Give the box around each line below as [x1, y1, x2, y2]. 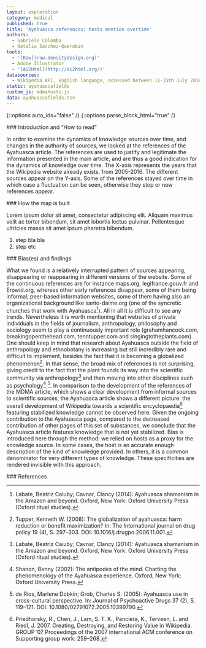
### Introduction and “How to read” [6, 123, 97, 131]
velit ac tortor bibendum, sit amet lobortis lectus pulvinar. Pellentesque [6, 217, 185, 225]
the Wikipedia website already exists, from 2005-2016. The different [6, 168, 178, 175]
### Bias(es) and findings [6, 254, 72, 262]
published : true [6, 20, 48, 26]
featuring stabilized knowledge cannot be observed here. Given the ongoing [6, 409, 199, 416]
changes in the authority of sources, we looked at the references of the [6, 142, 186, 149]
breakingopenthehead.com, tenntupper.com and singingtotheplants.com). [6, 333, 193, 340]
